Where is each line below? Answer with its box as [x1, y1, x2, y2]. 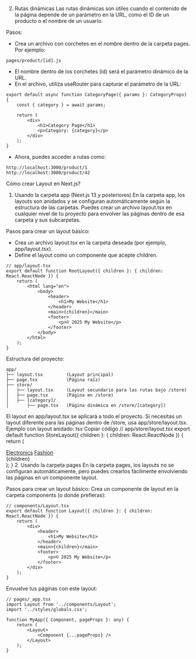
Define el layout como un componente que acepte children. [14, 252, 158, 259]
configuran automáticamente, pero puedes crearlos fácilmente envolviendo [6, 468, 188, 474]
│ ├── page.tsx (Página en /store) [6, 392, 114, 398]
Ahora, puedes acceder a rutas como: [14, 154, 106, 160]
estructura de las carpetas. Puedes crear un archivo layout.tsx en [14, 204, 173, 210]
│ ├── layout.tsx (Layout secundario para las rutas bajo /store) [6, 387, 187, 393]
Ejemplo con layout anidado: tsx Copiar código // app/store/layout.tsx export [6, 425, 190, 432]
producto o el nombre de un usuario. [14, 18, 104, 24]
